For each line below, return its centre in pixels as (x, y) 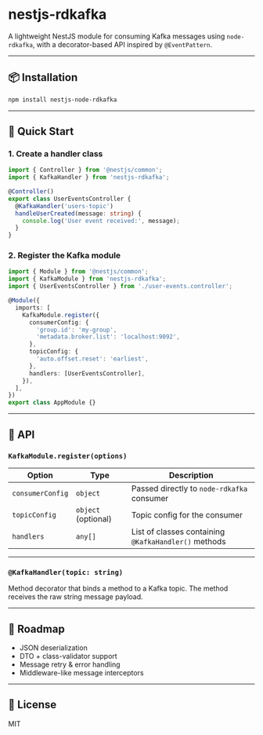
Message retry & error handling (70, 664)
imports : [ (33, 308)
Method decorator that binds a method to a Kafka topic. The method (118, 589)
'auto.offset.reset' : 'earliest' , (92, 359)
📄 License (32, 705)
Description (191, 475)
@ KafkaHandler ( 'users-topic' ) (64, 206)
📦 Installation (43, 77)
